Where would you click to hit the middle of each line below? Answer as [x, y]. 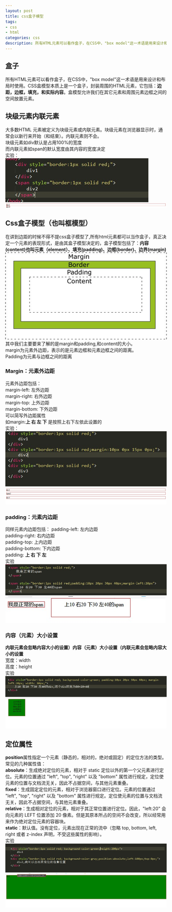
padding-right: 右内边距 [30, 536]
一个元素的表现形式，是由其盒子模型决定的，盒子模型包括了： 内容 [79, 243]
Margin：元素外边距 [30, 371]
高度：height [19, 667]
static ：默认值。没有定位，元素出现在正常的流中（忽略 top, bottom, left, [81, 828]
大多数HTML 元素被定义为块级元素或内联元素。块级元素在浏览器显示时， [82, 129]
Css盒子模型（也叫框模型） [49, 223]
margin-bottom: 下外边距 [31, 409]
